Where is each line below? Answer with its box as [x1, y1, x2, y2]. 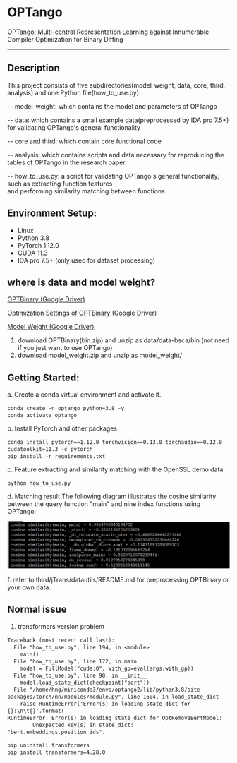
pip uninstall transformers [7, 742, 90, 749]
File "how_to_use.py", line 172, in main [13, 658, 138, 665]
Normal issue [7, 603, 67, 615]
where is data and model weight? [7, 276, 156, 288]
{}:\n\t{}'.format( [7, 707, 65, 714]
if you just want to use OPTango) [17, 344, 113, 352]
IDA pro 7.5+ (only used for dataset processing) [17, 256, 156, 265]
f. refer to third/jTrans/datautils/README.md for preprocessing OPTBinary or [7, 575, 229, 584]
